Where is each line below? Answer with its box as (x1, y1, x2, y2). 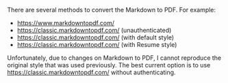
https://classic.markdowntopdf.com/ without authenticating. (7, 68, 176, 76)
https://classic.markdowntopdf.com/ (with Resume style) (16, 41, 177, 48)
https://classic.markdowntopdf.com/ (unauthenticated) (16, 27, 172, 34)
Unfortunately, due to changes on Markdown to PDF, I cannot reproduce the (7, 54, 222, 62)
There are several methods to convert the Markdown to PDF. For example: (7, 6, 216, 14)
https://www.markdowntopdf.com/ (16, 19, 115, 27)
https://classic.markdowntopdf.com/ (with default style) (16, 33, 175, 41)
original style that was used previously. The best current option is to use (7, 61, 211, 69)
